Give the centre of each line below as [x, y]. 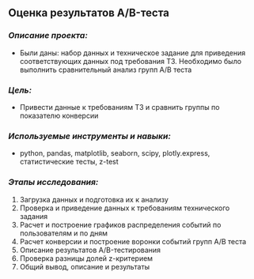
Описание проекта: [48, 36]
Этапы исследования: [53, 183]
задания [34, 216]
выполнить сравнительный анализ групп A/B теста [106, 70]
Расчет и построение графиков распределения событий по [120, 224]
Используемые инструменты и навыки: [90, 136]
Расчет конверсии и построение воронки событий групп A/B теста [133, 241]
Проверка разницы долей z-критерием [86, 258]
